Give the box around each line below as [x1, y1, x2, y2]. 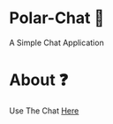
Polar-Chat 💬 [9, 8, 105, 28]
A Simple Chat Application [9, 37, 104, 48]
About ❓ [9, 70, 69, 90]
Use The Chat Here [9, 105, 79, 116]
